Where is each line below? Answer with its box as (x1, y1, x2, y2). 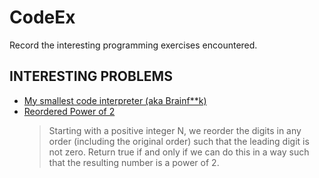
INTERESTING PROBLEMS (9, 68, 173, 85)
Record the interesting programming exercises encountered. (9, 39, 258, 51)
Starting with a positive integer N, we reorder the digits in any (48, 124, 302, 136)
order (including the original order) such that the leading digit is (48, 135, 310, 147)
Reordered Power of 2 (23, 105, 116, 117)
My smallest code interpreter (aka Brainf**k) (23, 94, 207, 106)
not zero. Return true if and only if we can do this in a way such (48, 146, 310, 158)
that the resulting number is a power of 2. (48, 156, 220, 168)
